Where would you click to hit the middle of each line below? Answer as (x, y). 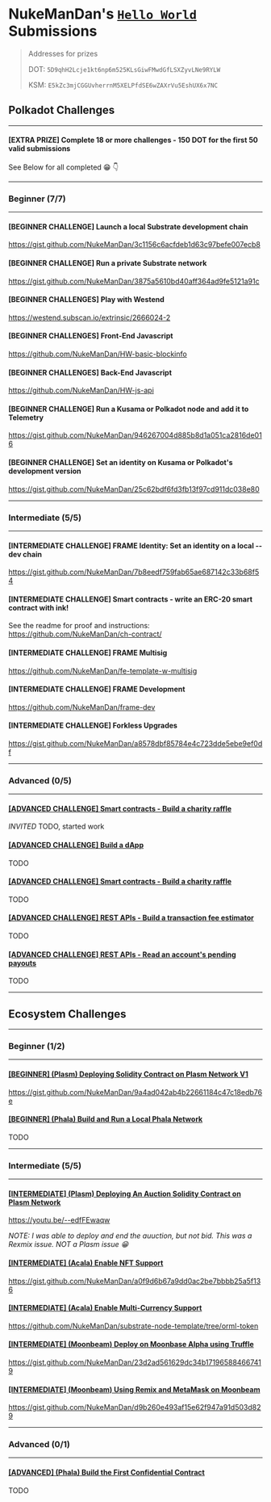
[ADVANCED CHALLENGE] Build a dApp (76, 845)
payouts (23, 963)
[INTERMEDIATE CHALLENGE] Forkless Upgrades (93, 726)
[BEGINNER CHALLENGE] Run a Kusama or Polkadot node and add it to (129, 409)
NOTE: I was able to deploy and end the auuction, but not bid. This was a (130, 1236)
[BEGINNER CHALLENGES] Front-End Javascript (91, 336)
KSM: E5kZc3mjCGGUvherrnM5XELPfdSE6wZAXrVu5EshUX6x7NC (123, 85)
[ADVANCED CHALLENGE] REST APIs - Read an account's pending (122, 954)
